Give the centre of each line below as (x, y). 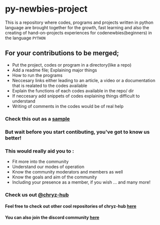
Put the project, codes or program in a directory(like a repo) (72, 65)
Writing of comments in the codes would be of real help (68, 106)
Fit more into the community (40, 161)
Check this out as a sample (37, 119)
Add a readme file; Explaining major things (54, 70)
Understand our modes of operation (48, 167)
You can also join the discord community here (52, 217)
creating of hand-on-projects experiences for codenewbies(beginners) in (79, 33)
